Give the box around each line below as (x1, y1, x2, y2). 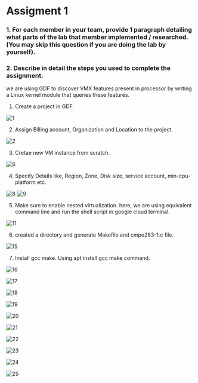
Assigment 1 (6, 4, 69, 18)
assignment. (6, 72, 44, 80)
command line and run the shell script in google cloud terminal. (14, 208, 170, 216)
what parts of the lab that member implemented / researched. (6, 33, 188, 41)
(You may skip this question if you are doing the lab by (6, 41, 166, 49)
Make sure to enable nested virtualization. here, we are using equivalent (14, 202, 192, 209)
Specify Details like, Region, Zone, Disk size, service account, (14, 172, 166, 180)
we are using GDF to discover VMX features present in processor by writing (6, 85, 192, 92)
